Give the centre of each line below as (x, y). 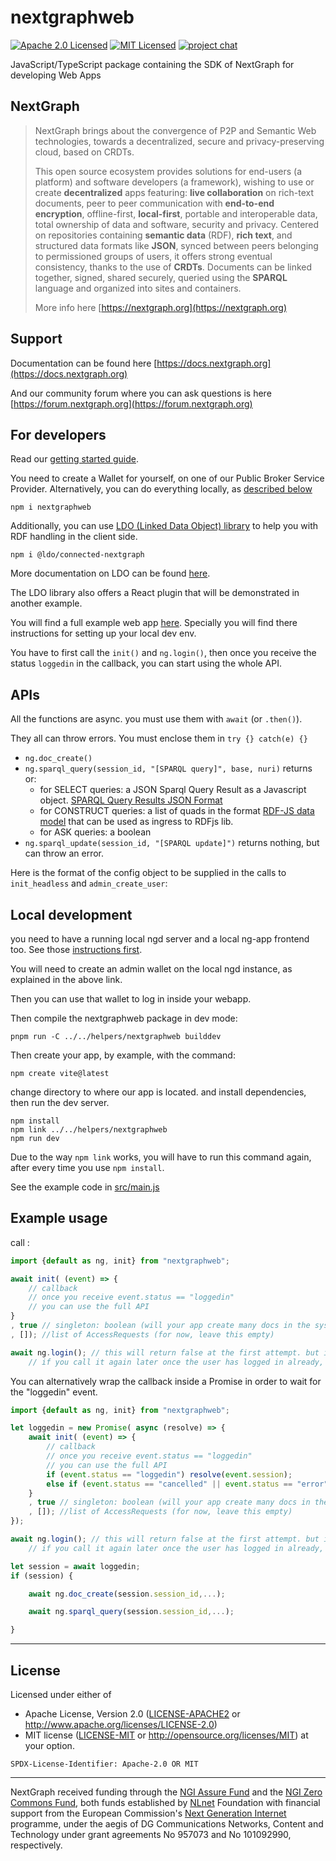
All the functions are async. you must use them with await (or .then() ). (156, 719)
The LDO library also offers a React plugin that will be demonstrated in (155, 593)
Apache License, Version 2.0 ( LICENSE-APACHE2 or (132, 1714)
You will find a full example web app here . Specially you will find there (154, 623)
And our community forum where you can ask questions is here (141, 393)
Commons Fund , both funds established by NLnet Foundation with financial (165, 1802)
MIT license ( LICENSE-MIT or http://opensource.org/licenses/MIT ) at (166, 1735)
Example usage (59, 1218)
